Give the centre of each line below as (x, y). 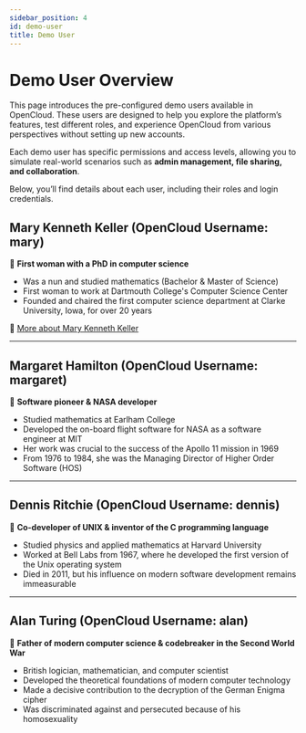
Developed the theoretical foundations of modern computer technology (157, 680)
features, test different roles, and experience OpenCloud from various (140, 125)
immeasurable (49, 583)
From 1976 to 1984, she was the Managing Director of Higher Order (148, 458)
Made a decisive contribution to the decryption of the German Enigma (153, 689)
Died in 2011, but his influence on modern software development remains (159, 574)
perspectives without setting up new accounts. (97, 134)
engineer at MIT (52, 438)
